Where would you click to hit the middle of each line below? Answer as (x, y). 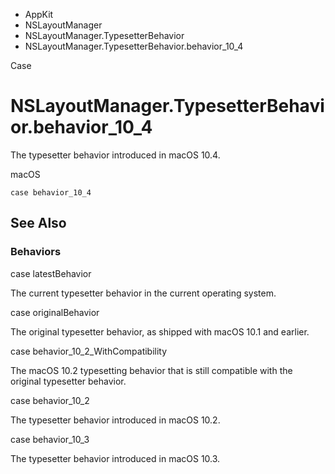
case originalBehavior (55, 312)
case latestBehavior (51, 273)
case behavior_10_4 (51, 192)
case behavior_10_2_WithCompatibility (89, 351)
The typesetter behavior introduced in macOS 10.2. (115, 420)
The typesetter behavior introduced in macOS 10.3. (115, 458)
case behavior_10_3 (50, 439)
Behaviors (36, 252)
